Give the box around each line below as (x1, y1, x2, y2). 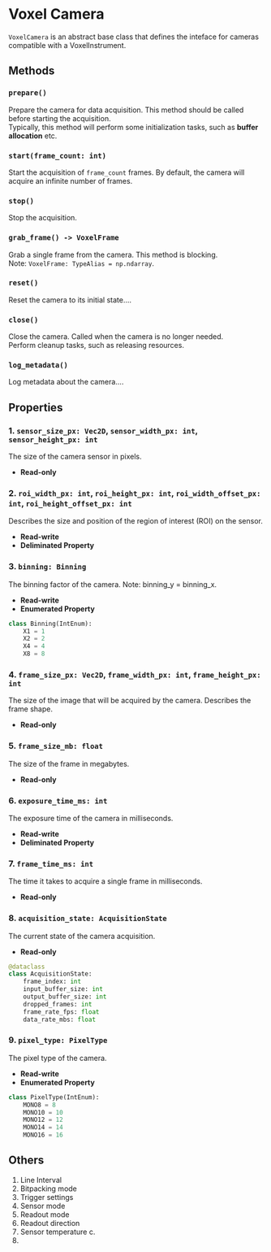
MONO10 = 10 (23, 1108, 63, 1116)
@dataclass (8, 963, 45, 971)
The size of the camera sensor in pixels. (8, 452, 142, 462)
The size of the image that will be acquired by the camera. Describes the (8, 696, 252, 706)
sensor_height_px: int (8, 435, 98, 444)
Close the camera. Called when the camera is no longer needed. (8, 332, 224, 341)
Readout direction (19, 1218, 80, 1228)
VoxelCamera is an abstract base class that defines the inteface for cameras (8, 32, 260, 41)
